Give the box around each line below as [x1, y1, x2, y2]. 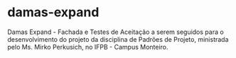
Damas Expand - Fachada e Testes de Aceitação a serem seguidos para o [7, 28, 224, 36]
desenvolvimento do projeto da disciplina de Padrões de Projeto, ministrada [7, 35, 229, 43]
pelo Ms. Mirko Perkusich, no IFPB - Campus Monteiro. [7, 42, 168, 51]
